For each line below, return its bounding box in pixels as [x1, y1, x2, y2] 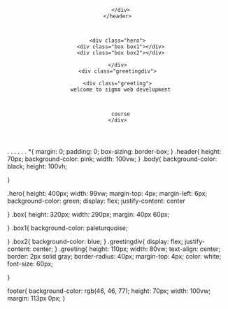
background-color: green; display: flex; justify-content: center [7, 196, 185, 205]
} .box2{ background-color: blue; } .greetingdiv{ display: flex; [7, 238, 183, 245]
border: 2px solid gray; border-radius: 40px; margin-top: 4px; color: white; [7, 252, 222, 260]
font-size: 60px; [7, 259, 54, 268]
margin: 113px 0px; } [7, 294, 66, 302]
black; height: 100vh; [7, 162, 68, 171]
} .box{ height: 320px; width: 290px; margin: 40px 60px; [7, 210, 170, 218]
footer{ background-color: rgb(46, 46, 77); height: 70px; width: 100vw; [7, 287, 211, 295]
